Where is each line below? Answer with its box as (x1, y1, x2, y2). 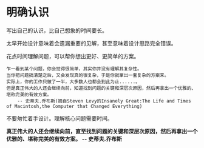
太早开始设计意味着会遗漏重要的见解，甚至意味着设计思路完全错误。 (6, 39, 177, 47)
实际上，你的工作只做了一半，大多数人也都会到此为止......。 (6, 78, 141, 85)
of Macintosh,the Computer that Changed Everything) (6, 103, 143, 109)
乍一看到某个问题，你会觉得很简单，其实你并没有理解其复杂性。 (6, 66, 142, 72)
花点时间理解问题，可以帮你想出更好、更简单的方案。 (6, 52, 140, 59)
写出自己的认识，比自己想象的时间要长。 (6, 27, 107, 34)
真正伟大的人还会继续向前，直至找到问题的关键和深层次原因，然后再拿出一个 (6, 127, 198, 135)
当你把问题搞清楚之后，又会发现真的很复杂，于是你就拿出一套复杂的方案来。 (6, 72, 169, 78)
